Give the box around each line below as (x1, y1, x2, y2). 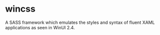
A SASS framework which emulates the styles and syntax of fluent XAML (5, 19, 155, 25)
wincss (5, 3, 36, 15)
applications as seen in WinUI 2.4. (5, 24, 75, 30)
